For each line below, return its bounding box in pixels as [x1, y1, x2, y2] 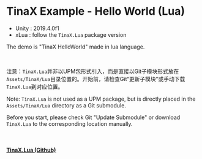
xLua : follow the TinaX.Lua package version [15, 31, 127, 38]
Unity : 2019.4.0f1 [15, 25, 59, 32]
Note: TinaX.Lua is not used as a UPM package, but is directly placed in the [6, 95, 196, 103]
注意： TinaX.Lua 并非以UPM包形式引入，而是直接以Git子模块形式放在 [6, 68, 179, 75]
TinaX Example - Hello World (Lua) [6, 4, 185, 18]
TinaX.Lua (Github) [6, 146, 56, 153]
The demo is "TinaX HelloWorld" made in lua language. [6, 43, 145, 50]
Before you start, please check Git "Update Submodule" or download [6, 114, 181, 121]
